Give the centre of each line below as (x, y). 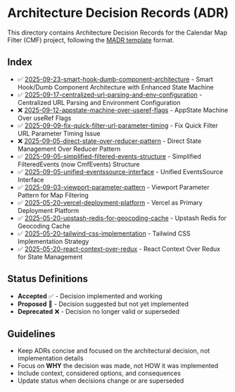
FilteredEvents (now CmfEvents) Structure (78, 164)
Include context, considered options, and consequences (99, 373)
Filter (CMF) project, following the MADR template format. (91, 39)
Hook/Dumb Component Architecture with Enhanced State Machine (115, 87)
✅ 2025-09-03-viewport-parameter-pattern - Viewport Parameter (113, 187)
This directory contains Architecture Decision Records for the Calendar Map (117, 32)
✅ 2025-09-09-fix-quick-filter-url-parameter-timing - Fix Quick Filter (118, 125)
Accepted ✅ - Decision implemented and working (90, 296)
